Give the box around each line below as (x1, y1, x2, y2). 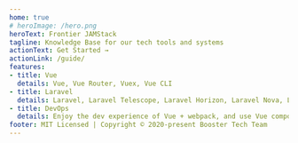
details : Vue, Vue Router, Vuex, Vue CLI (17, 79, 173, 88)
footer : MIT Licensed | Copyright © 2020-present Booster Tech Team (9, 121, 268, 130)
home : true (9, 12, 50, 22)
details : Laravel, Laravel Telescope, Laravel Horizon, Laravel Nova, (17, 95, 284, 105)
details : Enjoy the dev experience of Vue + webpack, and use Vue (17, 112, 268, 121)
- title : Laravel (9, 87, 74, 96)
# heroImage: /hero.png (9, 21, 98, 30)
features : (9, 63, 46, 72)
